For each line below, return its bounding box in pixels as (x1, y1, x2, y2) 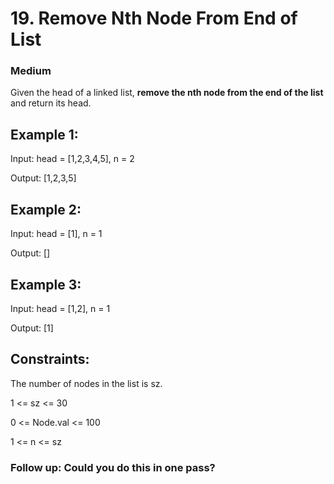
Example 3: (10, 276, 82, 293)
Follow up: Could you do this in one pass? (10, 460, 216, 474)
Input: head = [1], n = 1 (10, 228, 103, 240)
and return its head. (10, 97, 92, 109)
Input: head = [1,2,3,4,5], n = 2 (10, 153, 135, 165)
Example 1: (10, 126, 79, 143)
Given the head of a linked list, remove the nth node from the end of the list (10, 87, 324, 99)
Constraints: (10, 351, 90, 368)
